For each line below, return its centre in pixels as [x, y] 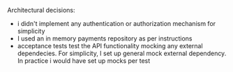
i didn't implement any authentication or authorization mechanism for [116, 23]
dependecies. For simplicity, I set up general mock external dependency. [122, 53]
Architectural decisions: [41, 10]
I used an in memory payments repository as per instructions [105, 38]
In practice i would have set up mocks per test [84, 61]
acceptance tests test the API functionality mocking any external [110, 46]
